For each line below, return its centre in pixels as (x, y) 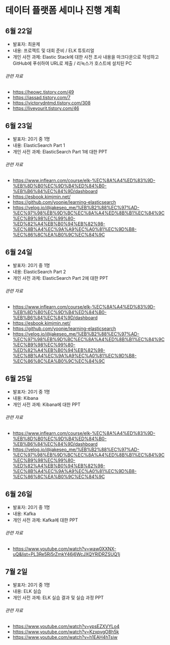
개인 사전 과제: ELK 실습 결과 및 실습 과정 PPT (58, 598)
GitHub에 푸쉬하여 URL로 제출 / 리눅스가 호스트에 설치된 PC (72, 63)
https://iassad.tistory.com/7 (41, 98)
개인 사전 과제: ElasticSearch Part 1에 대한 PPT (60, 152)
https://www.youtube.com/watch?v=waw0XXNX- (64, 549)
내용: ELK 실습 (27, 591)
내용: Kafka (24, 514)
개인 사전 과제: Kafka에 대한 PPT (45, 520)
